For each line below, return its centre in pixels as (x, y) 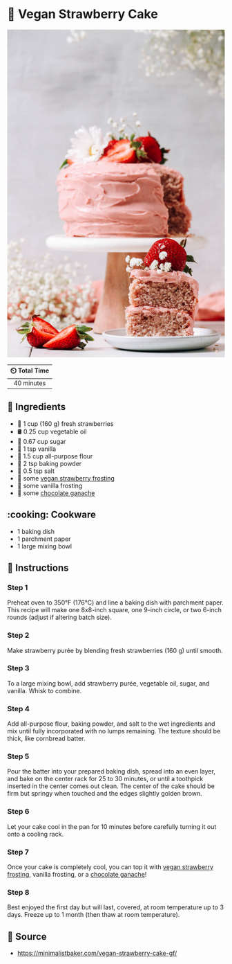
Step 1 (18, 587)
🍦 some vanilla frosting (50, 485)
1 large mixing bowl (45, 546)
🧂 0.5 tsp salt (36, 471)
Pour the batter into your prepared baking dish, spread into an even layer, (111, 771)
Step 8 (18, 892)
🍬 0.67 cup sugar (41, 441)
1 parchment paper (44, 539)
